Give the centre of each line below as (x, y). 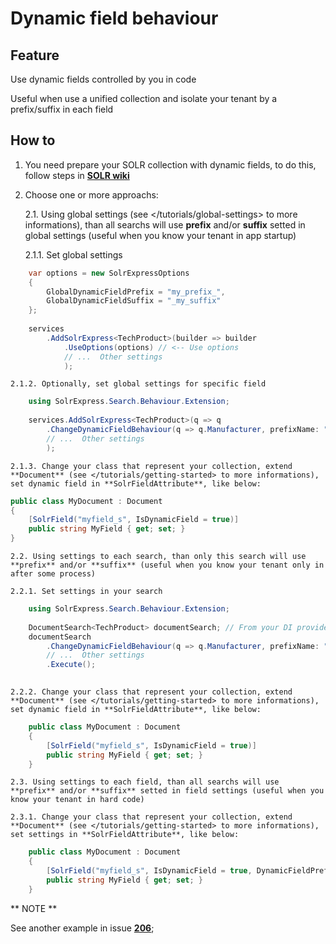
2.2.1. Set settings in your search (86, 592)
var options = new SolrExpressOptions (109, 273)
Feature (35, 55)
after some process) (53, 574)
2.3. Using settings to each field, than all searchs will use (145, 782)
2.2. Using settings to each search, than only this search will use (158, 557)
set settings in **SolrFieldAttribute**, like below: (125, 835)
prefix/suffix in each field (62, 109)
